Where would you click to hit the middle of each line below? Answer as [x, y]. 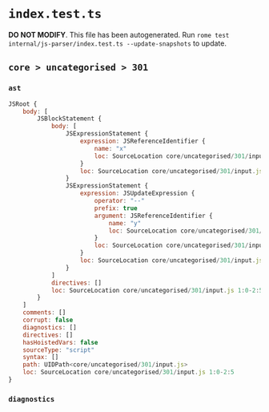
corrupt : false [48, 320]
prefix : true [116, 208]
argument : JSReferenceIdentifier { [154, 216]
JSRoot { [23, 104]
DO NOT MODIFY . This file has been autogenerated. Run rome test [119, 34]
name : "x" [110, 148]
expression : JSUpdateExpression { [137, 194]
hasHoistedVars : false [60, 342]
